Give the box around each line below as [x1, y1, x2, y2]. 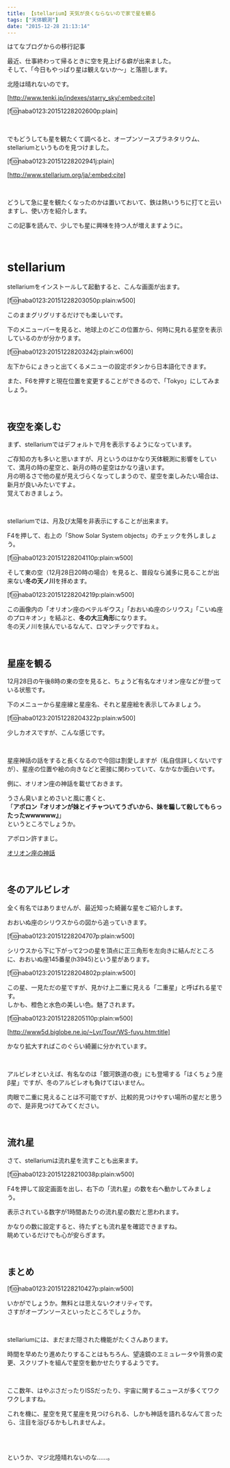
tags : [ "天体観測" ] [7, 16, 59, 23]
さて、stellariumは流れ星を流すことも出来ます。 [7, 1156, 142, 1164]
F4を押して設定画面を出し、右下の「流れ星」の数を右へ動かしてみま [7, 1184, 201, 1192]
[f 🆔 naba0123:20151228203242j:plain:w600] [7, 347, 133, 356]
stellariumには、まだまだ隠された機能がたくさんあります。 [7, 1336, 172, 1344]
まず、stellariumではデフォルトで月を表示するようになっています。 [7, 440, 195, 449]
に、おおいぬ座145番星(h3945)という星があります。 [7, 955, 153, 963]
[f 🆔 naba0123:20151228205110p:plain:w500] [7, 1014, 133, 1022]
